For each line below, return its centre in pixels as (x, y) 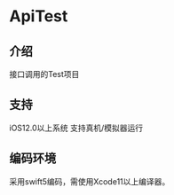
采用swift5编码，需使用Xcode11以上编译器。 (90, 181)
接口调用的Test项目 (44, 74)
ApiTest (39, 16)
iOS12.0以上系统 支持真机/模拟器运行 (76, 128)
